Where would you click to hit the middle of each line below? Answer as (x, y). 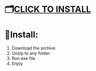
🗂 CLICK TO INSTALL (48, 9)
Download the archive (33, 48)
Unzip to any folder (31, 53)
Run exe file (23, 58)
